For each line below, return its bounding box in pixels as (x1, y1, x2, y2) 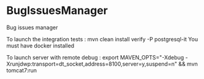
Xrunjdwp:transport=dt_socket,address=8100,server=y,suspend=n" (6, 60, 178, 67)
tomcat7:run (6, 66, 37, 74)
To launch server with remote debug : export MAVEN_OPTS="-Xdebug (6, 53, 184, 61)
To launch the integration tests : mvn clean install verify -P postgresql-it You (6, 35, 198, 43)
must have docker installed (6, 42, 75, 49)
